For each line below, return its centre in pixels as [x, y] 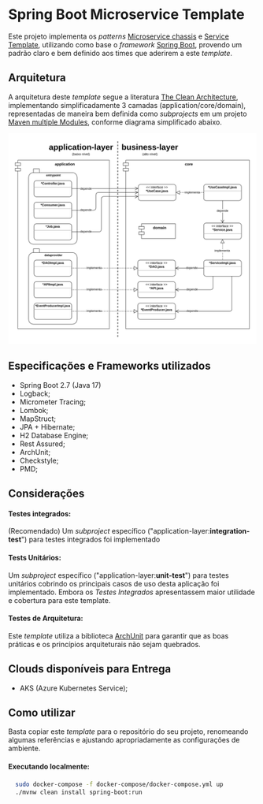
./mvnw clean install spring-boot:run [79, 793]
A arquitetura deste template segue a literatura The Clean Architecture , [123, 97]
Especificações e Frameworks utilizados [109, 366]
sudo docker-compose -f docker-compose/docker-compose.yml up [119, 784]
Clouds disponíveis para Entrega [90, 669]
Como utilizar [42, 712]
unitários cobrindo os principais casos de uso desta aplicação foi [114, 583]
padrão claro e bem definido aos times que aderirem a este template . [120, 53]
